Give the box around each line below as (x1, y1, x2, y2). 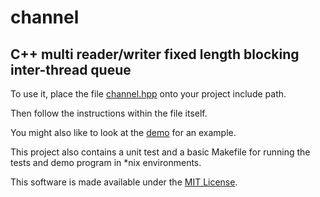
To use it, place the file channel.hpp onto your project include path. (10, 88, 287, 100)
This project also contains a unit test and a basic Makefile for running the (10, 146, 311, 158)
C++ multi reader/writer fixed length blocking (10, 46, 300, 63)
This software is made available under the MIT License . (10, 176, 238, 188)
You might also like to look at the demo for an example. (10, 127, 237, 138)
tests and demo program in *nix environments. (10, 157, 202, 168)
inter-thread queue (10, 61, 132, 78)
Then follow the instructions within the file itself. (10, 107, 208, 119)
